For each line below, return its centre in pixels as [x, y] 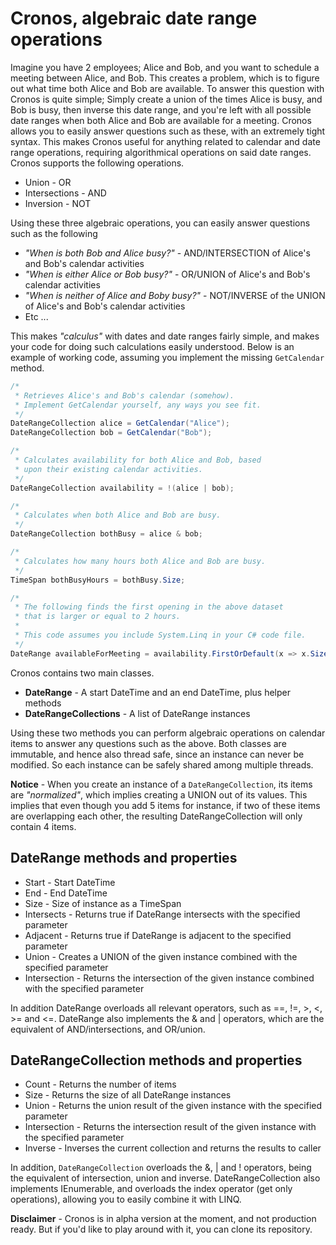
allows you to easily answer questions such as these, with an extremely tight [168, 131]
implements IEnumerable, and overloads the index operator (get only [151, 1189]
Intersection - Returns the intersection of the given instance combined [169, 978]
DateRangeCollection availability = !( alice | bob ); [122, 488]
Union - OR [48, 182]
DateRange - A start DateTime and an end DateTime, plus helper [157, 692]
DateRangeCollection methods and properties [156, 1060]
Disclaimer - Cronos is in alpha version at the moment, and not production [163, 1219]
